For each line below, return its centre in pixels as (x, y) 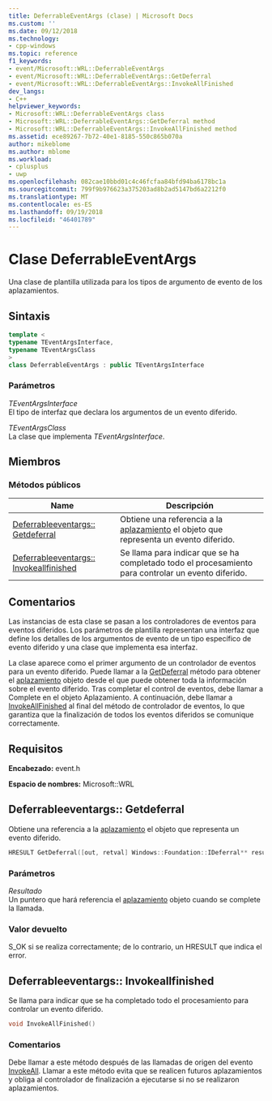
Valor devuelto (38, 929)
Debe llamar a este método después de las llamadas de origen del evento (131, 1062)
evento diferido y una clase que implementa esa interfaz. (103, 647)
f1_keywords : (30, 62)
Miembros (34, 462)
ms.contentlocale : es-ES (50, 204)
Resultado (25, 891)
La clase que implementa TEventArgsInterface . (87, 436)
